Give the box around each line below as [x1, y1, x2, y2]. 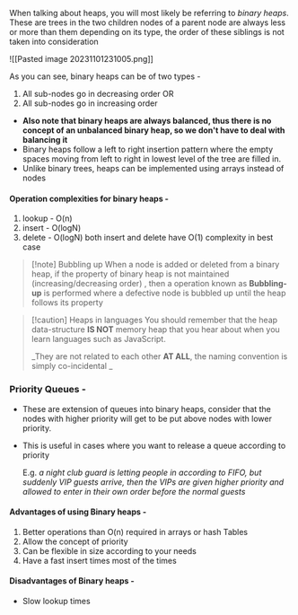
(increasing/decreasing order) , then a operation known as [31, 278, 248, 289]
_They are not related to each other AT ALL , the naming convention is [31, 351, 288, 362]
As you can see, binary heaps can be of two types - [9, 71, 201, 82]
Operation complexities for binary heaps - [9, 193, 169, 204]
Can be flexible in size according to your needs [22, 545, 197, 556]
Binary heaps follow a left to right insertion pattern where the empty [22, 144, 274, 154]
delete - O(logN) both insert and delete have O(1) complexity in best [22, 233, 274, 243]
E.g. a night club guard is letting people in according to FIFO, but [22, 467, 262, 478]
